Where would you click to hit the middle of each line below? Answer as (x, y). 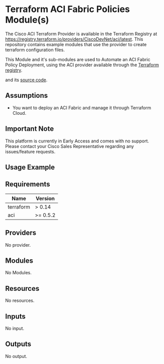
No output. (16, 356)
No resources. (20, 301)
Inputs (16, 316)
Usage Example (30, 167)
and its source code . (26, 80)
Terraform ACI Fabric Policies (68, 9)
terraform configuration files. (35, 50)
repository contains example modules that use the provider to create (76, 44)
